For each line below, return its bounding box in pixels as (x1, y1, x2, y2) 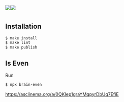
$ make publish (5, 45, 38, 50)
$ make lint (5, 40, 30, 45)
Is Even (5, 59, 29, 68)
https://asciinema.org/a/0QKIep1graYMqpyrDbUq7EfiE (5, 91, 119, 97)
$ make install (5, 35, 38, 40)
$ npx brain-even (5, 82, 42, 87)
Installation (5, 22, 42, 31)
